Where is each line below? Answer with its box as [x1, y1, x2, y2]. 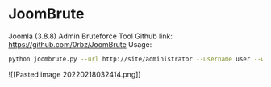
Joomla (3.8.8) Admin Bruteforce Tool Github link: [8, 31, 173, 41]
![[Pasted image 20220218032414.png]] [8, 69, 141, 79]
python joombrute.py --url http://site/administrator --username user [8, 55, 251, 63]
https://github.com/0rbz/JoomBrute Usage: [8, 39, 152, 49]
